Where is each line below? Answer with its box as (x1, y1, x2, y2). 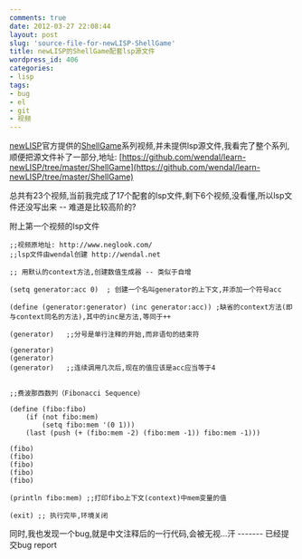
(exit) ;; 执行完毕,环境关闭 (9, 511, 109, 521)
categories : (9, 64, 54, 73)
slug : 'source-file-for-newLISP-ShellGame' (9, 38, 176, 48)
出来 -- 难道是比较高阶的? (40, 201, 137, 213)
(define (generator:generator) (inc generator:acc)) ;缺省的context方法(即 (9, 303, 293, 313)
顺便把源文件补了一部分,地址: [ (9, 151, 123, 163)
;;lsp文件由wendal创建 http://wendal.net (9, 250, 161, 259)
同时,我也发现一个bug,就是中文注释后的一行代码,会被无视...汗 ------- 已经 (9, 528, 282, 539)
